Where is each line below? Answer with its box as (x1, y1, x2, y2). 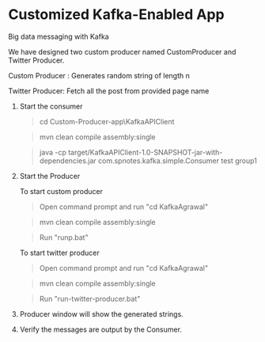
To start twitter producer (19, 248, 100, 257)
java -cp (39, 147, 67, 157)
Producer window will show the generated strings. (19, 309, 184, 318)
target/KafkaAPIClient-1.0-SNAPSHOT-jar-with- (68, 147, 223, 157)
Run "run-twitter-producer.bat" (39, 294, 141, 303)
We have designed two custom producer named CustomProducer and (8, 47, 237, 56)
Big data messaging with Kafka (8, 32, 109, 41)
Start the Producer (19, 171, 81, 180)
